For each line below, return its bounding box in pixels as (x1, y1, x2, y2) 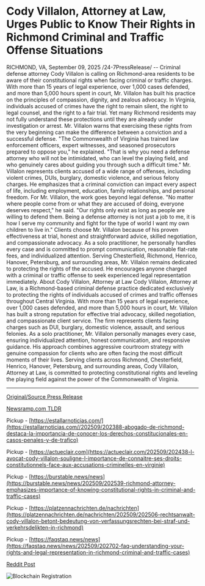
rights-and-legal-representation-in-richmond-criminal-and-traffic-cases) (6, 549, 190, 556)
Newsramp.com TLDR (6, 405, 62, 412)
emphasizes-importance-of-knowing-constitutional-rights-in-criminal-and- (6, 486, 196, 493)
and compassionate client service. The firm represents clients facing (6, 317, 179, 324)
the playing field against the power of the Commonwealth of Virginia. (6, 375, 179, 383)
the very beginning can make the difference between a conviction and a (6, 128, 187, 136)
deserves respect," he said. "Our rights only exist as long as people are (6, 206, 185, 213)
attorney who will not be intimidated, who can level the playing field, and (6, 154, 188, 161)
